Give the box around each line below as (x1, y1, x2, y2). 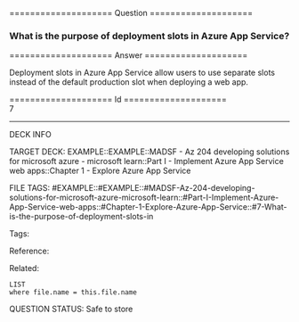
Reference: (9, 245, 50, 257)
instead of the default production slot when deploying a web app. (9, 77, 249, 87)
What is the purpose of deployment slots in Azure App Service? (9, 29, 290, 42)
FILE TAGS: (9, 183, 51, 194)
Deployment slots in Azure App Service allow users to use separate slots (9, 67, 276, 78)
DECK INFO (9, 129, 52, 140)
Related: (9, 263, 40, 274)
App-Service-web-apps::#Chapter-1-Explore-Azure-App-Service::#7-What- (9, 202, 287, 212)
